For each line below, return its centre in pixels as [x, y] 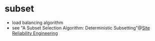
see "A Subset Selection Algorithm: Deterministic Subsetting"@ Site [81, 27]
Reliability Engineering [35, 33]
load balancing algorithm [37, 22]
